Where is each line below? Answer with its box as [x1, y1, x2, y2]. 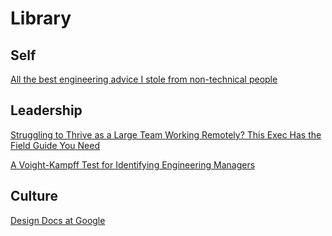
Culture [10, 188, 58, 205]
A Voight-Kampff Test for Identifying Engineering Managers [10, 158, 256, 171]
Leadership [10, 102, 83, 119]
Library [10, 7, 72, 30]
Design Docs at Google [10, 214, 106, 226]
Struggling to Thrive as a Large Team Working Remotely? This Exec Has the [10, 128, 322, 141]
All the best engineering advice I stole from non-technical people [10, 73, 278, 85]
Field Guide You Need [10, 139, 100, 151]
